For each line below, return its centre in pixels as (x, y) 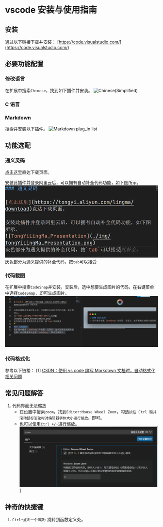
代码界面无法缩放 (29, 406)
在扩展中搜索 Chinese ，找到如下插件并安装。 (49, 90)
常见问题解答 (24, 393)
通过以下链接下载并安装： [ (32, 42)
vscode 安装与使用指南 (51, 10)
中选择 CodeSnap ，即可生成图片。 (37, 293)
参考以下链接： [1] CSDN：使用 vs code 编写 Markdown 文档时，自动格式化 (80, 370)
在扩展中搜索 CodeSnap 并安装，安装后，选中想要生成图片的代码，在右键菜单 (80, 287)
